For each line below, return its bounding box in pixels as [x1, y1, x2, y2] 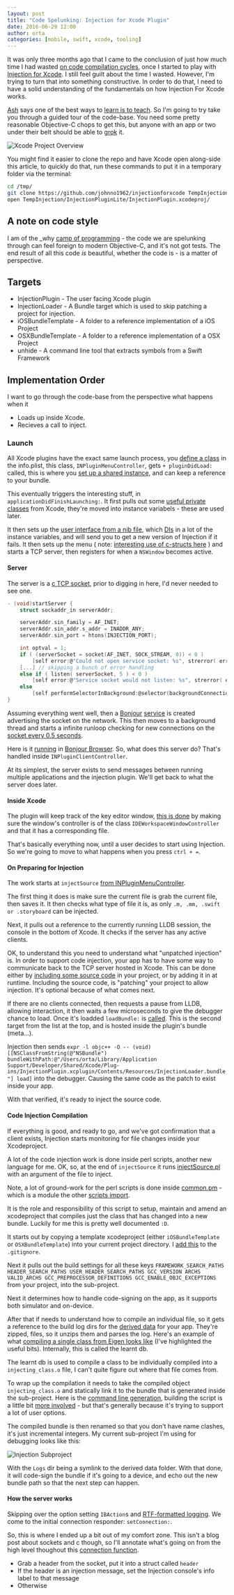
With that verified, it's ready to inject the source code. [7, 1095, 162, 1104]
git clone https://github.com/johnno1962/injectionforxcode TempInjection [7, 189, 229, 196]
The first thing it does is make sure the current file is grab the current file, [7, 892, 218, 901]
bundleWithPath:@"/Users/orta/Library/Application [7, 1056, 157, 1063]
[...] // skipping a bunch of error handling [19, 664, 155, 671]
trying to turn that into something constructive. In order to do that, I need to [7, 77, 223, 86]
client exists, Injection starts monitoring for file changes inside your [7, 1134, 200, 1142]
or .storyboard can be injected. [7, 907, 99, 916]
